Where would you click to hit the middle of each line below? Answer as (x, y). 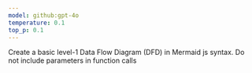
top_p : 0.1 (26, 30)
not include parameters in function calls (72, 60)
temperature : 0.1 (37, 23)
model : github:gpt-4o (44, 15)
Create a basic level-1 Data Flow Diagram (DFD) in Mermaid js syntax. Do (126, 53)
